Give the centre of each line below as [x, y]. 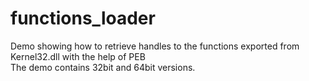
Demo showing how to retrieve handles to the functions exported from [155, 46]
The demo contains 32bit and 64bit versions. [103, 67]
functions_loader [83, 18]
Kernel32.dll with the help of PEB [78, 56]
